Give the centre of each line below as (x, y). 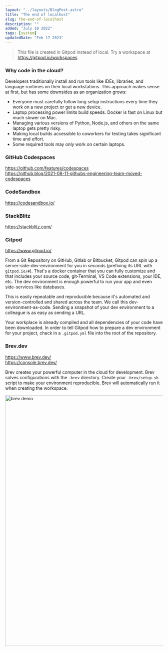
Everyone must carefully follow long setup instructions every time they (85, 102)
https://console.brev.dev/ (31, 362)
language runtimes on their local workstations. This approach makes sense (82, 87)
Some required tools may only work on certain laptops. (69, 144)
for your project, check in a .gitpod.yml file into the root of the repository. (81, 333)
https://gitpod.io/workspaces (47, 57)
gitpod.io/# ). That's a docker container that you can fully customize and (80, 271)
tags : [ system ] (21, 33)
